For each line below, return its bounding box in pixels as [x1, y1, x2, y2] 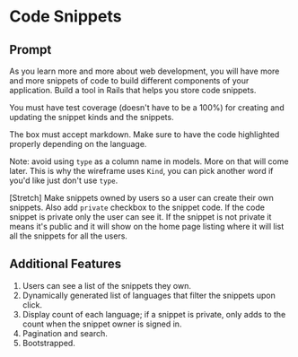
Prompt [9, 42, 52, 57]
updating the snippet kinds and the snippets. [9, 112, 174, 122]
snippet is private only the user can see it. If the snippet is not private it [9, 212, 272, 222]
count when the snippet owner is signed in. [22, 318, 182, 329]
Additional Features [9, 257, 122, 272]
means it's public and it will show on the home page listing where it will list [9, 222, 285, 231]
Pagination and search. [22, 327, 108, 338]
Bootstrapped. [22, 337, 76, 348]
